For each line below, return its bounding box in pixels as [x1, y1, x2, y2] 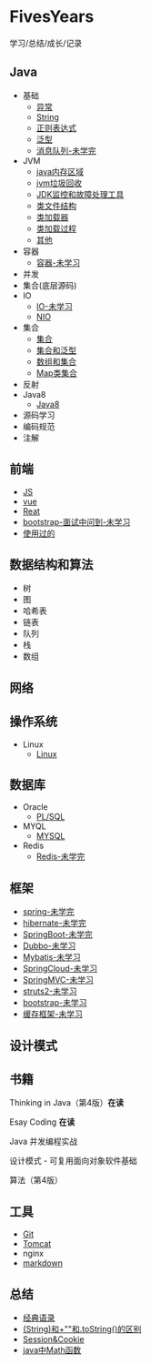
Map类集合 [35, 367, 77, 379]
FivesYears [9, 6, 95, 27]
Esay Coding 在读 [9, 1116, 75, 1127]
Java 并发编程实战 [9, 1136, 78, 1147]
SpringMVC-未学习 [22, 975, 94, 985]
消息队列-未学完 [35, 145, 97, 156]
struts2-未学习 [22, 985, 77, 997]
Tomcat [22, 1238, 52, 1249]
